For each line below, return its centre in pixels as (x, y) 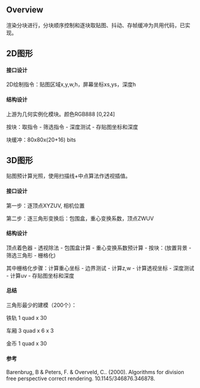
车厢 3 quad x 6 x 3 (30, 331)
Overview (25, 10)
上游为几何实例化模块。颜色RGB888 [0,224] (61, 114)
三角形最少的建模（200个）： (41, 305)
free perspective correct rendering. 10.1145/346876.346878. (81, 378)
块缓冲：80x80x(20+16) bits (41, 139)
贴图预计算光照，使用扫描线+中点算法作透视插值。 (68, 176)
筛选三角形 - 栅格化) (31, 255)
